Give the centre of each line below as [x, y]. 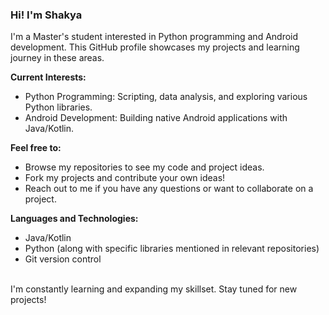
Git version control [63, 259]
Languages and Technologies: [74, 219]
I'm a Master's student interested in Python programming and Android [154, 37]
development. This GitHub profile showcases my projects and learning [155, 47]
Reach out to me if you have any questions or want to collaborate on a [169, 189]
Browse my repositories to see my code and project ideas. [144, 167]
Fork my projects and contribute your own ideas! [125, 178]
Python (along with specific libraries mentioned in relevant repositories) [172, 249]
